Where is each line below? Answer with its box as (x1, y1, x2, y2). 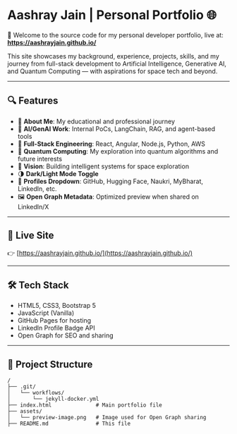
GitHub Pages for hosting (17, 316, 92, 325)
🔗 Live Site (7, 230, 54, 242)
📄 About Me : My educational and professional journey (17, 117, 175, 125)
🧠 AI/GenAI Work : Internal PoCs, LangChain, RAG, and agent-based (17, 124, 216, 133)
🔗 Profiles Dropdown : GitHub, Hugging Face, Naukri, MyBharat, (17, 177, 203, 185)
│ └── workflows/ (7, 390, 65, 397)
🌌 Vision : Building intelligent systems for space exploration (17, 162, 189, 170)
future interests (17, 154, 62, 163)
